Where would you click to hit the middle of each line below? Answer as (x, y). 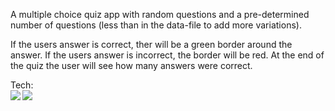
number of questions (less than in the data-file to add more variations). (156, 25)
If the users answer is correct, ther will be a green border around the (151, 44)
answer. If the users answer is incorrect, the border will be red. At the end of (167, 55)
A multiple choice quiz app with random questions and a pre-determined (160, 14)
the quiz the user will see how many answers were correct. (131, 65)
